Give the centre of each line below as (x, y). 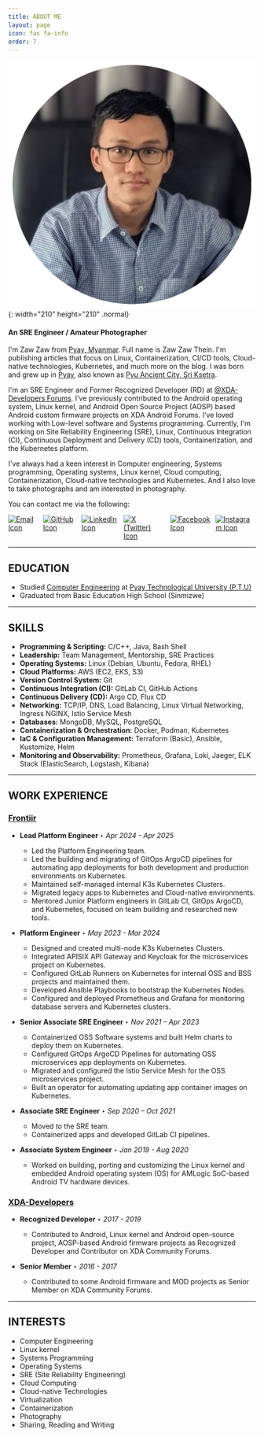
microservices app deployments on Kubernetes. (109, 1062)
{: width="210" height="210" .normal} (69, 314)
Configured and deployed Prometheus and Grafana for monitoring (138, 998)
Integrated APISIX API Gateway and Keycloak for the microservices (140, 956)
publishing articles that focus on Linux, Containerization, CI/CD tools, (120, 358)
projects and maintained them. (81, 981)
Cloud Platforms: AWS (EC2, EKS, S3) (81, 672)
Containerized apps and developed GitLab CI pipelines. (121, 1134)
